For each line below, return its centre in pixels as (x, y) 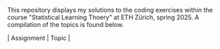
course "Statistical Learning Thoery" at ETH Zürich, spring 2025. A (103, 17)
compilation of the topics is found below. (66, 24)
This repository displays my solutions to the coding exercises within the (110, 10)
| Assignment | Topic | (39, 38)
